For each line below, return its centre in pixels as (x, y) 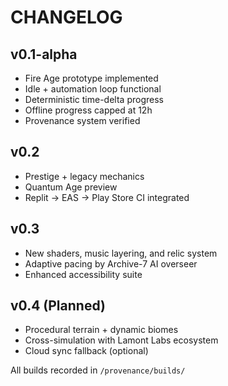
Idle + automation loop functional (93, 89)
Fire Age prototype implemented (91, 78)
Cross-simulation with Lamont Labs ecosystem (121, 340)
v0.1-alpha (44, 54)
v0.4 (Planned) (58, 306)
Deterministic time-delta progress (94, 99)
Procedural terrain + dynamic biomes (101, 330)
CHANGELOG (66, 17)
